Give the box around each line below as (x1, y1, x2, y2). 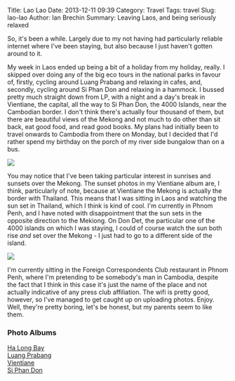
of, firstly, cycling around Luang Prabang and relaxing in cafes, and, (7, 78, 203, 86)
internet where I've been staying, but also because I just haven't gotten (7, 42, 213, 50)
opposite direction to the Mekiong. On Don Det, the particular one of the (7, 217, 215, 225)
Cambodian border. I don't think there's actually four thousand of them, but (7, 108, 224, 116)
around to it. (7, 49, 43, 58)
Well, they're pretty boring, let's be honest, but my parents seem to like (7, 303, 213, 311)
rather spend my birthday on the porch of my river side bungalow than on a (7, 138, 224, 146)
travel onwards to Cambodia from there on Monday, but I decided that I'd (7, 130, 218, 138)
